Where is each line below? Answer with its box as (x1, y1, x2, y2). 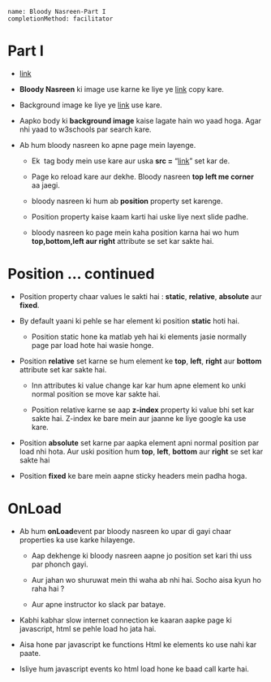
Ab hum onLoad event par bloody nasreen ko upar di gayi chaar (19, 526, 232, 536)
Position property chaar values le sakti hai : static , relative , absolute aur (19, 291, 263, 301)
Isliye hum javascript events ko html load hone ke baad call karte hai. (19, 663, 249, 674)
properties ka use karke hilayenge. (19, 535, 135, 545)
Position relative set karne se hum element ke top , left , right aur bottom (19, 356, 262, 366)
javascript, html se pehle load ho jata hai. (19, 623, 157, 633)
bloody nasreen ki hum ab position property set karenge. (31, 196, 224, 206)
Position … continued (7, 265, 155, 284)
